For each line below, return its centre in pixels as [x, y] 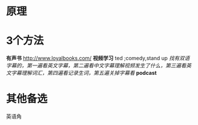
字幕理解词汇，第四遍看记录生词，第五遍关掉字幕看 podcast [84, 73]
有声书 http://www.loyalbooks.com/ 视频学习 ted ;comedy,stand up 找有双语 [98, 58]
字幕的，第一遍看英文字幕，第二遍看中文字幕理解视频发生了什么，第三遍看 [96, 65]
